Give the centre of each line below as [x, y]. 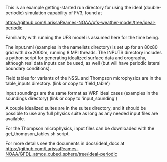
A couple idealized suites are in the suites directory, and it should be [76, 108]
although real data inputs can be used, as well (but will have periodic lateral [83, 63]
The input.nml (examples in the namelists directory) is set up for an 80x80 [81, 47]
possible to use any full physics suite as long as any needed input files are [82, 113]
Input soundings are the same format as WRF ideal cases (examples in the [82, 93]
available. [15, 119]
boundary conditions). [28, 68]
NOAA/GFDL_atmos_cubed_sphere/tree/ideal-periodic [61, 154]
